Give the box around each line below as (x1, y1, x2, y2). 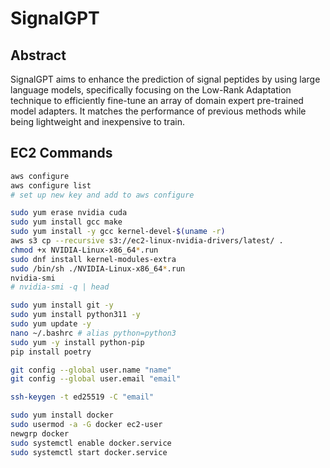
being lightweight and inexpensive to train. (10, 116, 185, 127)
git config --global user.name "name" (10, 365, 172, 375)
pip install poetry (10, 347, 92, 357)
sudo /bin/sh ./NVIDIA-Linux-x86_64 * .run (10, 263, 186, 274)
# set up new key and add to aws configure (10, 190, 195, 200)
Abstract (10, 47, 67, 64)
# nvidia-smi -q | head (10, 282, 110, 292)
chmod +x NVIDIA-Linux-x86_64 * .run (10, 245, 159, 255)
